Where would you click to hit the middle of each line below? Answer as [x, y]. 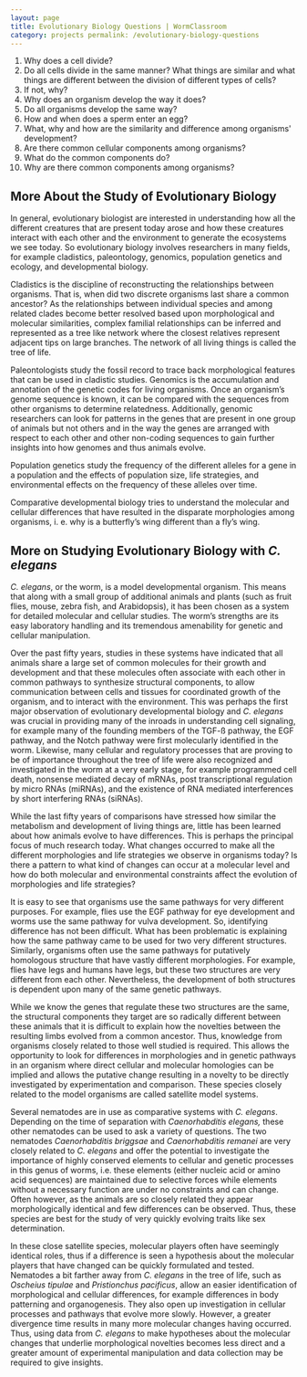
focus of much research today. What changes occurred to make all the [143, 845]
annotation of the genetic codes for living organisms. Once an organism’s [148, 390]
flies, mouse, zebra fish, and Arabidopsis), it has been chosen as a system [150, 606]
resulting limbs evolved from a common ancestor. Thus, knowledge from [146, 1036]
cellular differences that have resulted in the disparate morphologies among [153, 512]
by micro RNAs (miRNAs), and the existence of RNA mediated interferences [152, 789]
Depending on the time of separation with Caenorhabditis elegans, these [147, 1121]
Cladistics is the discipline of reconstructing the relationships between [142, 285]
